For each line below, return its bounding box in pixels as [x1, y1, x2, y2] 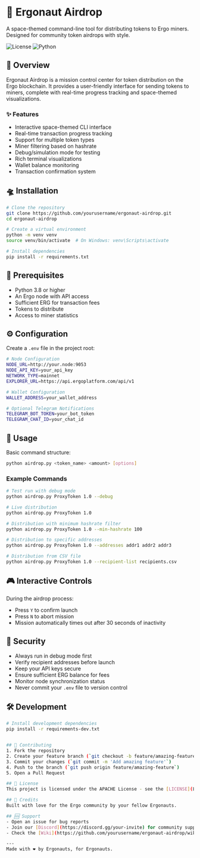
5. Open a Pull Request [6, 770, 65, 776]
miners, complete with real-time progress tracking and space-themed [6, 89, 177, 96]
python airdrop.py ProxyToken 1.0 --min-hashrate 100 [6, 526, 143, 532]
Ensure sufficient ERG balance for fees [14, 671, 110, 679]
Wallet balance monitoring [14, 162, 79, 169]
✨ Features [6, 110, 39, 118]
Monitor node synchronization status [14, 677, 105, 684]
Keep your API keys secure [14, 665, 82, 672]
